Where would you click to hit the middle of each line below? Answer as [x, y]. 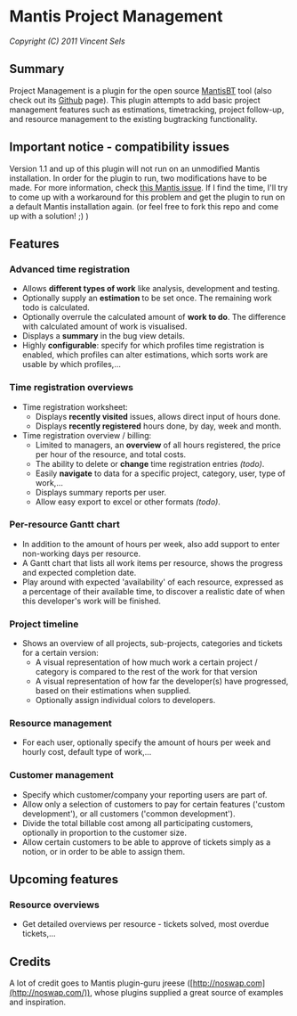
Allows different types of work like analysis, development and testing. [151, 289]
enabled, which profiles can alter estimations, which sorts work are [145, 355]
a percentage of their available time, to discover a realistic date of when [153, 591]
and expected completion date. [79, 572]
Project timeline [44, 624]
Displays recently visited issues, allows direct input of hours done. [158, 416]
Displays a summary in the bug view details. [103, 336]
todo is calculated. [56, 307]
